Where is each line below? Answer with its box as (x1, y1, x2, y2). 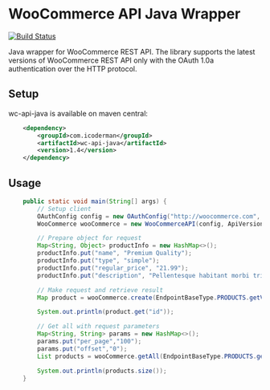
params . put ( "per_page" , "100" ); (37, 338, 142, 346)
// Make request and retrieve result (37, 286, 163, 294)
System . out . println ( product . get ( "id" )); (37, 308, 174, 316)
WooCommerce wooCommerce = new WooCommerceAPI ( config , (37, 220, 225, 228)
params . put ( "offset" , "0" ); (37, 344, 128, 353)
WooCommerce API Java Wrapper (8, 5, 241, 23)
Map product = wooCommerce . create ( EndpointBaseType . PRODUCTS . (37, 294, 250, 302)
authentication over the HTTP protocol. (8, 63, 138, 73)
